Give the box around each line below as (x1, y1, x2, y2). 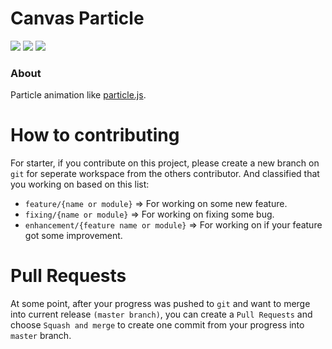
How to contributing (10, 124, 180, 147)
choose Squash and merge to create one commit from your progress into (10, 319, 305, 331)
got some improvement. (24, 230, 123, 242)
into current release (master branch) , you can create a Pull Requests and (10, 308, 313, 321)
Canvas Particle (10, 7, 145, 30)
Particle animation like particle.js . (10, 89, 147, 101)
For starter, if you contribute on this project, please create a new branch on (10, 157, 320, 169)
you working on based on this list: (10, 178, 150, 191)
